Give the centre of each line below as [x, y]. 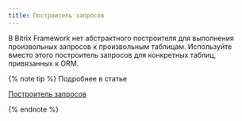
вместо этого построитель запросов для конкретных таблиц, [112, 55]
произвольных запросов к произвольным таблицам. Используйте [120, 46]
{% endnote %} [34, 109]
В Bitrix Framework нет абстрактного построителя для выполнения [121, 38]
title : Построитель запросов [56, 15]
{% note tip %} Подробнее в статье [68, 78]
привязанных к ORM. [44, 63]
